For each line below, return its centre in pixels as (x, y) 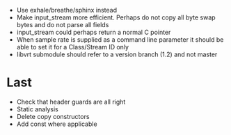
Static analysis (37, 109)
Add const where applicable (57, 124)
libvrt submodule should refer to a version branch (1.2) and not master (117, 54)
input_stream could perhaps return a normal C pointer (94, 32)
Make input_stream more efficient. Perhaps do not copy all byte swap (116, 17)
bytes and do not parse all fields (63, 25)
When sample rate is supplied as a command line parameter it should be (120, 40)
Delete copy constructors (53, 116)
